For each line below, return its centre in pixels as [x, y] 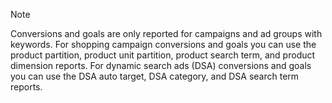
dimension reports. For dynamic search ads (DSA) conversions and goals [161, 65]
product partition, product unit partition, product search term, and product [163, 55]
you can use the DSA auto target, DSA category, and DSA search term [155, 76]
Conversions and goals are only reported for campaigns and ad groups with [166, 33]
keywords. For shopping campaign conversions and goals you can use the [163, 44]
